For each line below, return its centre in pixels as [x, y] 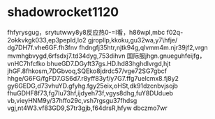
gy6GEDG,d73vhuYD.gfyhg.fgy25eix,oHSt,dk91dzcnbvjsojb [92, 86]
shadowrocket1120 [63, 12]
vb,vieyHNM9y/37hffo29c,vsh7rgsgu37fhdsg [72, 100]
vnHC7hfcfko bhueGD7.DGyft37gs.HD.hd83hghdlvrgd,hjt [89, 63]
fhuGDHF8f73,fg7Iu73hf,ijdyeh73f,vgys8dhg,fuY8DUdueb [90, 93]
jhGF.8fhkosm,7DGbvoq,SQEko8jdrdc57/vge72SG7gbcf [87, 71]
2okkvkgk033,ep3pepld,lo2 [47, 40]
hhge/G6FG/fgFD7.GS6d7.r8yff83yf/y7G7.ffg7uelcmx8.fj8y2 [93, 78]
